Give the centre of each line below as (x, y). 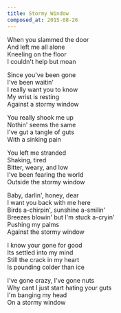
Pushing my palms (33, 224)
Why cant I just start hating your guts (59, 288)
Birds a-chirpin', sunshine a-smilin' (56, 210)
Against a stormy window (43, 104)
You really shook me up (41, 117)
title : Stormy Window (38, 13)
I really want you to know (43, 89)
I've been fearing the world (45, 174)
